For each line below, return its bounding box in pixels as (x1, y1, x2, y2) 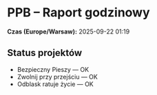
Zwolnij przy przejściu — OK (17, 72, 98, 81)
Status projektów (7, 47, 83, 59)
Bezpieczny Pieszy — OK (17, 65, 90, 73)
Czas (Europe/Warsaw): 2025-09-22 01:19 (7, 27, 130, 36)
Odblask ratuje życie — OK (17, 80, 94, 88)
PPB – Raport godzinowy (7, 5, 150, 21)
